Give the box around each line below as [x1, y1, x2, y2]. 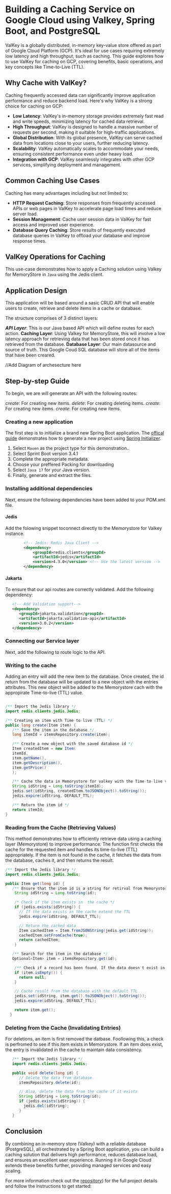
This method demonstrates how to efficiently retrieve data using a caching [5, 835, 161, 842]
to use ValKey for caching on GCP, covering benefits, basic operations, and [5, 58, 163, 64]
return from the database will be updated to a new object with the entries [5, 679, 159, 685]
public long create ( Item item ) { [5, 723, 76, 728]
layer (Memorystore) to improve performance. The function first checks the [5, 841, 163, 847]
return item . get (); [14, 1007, 56, 1013]
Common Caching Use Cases [5, 176, 100, 185]
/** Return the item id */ [12, 802, 70, 807]
